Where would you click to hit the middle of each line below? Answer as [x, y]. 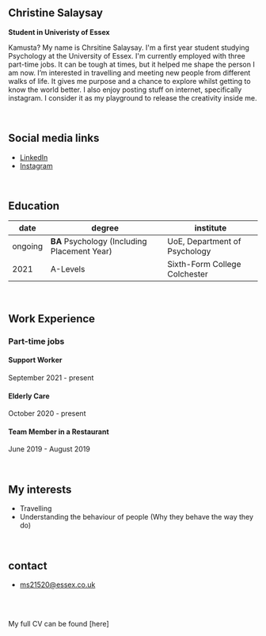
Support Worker [35, 360]
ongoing [28, 246]
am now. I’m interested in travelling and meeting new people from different [129, 72]
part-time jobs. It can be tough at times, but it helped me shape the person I [131, 64]
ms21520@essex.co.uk [57, 585]
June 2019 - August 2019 [49, 449]
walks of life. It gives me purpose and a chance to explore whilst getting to [129, 81]
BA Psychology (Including [99, 242]
